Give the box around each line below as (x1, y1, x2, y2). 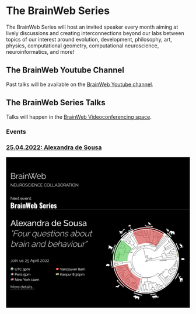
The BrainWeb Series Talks (6, 98, 106, 108)
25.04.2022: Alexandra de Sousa (6, 143, 102, 151)
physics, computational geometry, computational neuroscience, (6, 42, 159, 49)
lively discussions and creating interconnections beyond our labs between (6, 29, 185, 36)
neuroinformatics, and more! (6, 48, 75, 55)
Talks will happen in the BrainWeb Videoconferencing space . (6, 113, 152, 120)
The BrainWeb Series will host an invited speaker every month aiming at (6, 23, 178, 30)
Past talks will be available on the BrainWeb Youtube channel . (6, 81, 153, 88)
